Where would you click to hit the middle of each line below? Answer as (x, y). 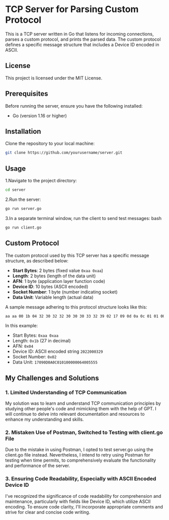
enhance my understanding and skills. (45, 419)
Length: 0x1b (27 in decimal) (41, 341)
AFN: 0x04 (23, 346)
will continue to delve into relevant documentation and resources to (75, 414)
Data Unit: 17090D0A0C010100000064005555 (55, 362)
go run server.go (23, 208)
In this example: (22, 326)
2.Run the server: (23, 199)
